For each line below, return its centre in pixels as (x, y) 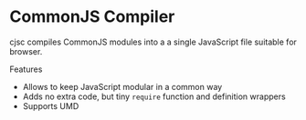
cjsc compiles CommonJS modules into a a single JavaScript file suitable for (153, 42)
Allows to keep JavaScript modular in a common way (122, 86)
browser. (26, 51)
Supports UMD (51, 105)
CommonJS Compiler (92, 17)
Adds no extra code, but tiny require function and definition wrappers (154, 96)
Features (26, 69)
